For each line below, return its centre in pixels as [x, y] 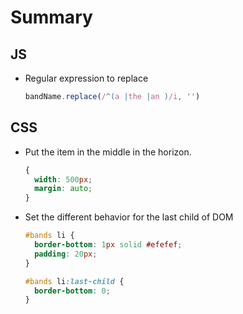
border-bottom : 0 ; [72, 291]
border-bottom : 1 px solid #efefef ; [108, 245]
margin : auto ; [63, 189]
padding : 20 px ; [66, 254]
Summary [51, 17]
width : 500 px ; [63, 179]
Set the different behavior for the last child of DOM [129, 217]
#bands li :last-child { [74, 281]
